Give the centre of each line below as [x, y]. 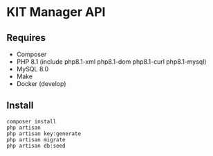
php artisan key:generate [44, 133]
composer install [31, 121]
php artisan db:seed [36, 146]
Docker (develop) [41, 84]
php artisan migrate [36, 139]
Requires [26, 38]
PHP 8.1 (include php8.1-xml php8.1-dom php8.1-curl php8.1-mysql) [111, 62]
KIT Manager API [56, 12]
